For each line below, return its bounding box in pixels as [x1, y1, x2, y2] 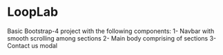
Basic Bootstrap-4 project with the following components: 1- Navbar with [7, 27, 215, 35]
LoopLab [7, 4, 59, 20]
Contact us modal [7, 41, 58, 49]
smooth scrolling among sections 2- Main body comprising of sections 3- [7, 34, 217, 42]
